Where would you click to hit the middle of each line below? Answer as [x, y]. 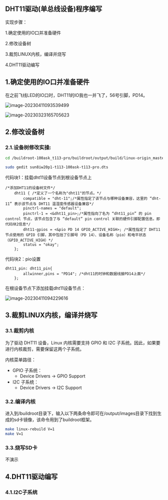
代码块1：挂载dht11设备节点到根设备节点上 [48, 178]
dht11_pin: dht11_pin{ [29, 269]
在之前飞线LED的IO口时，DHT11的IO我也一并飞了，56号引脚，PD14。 [76, 95]
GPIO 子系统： [27, 370]
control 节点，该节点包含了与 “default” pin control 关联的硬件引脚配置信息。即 [83, 219]
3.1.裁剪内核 [20, 331]
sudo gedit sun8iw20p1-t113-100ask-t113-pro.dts [57, 167]
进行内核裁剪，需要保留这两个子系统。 [44, 349]
